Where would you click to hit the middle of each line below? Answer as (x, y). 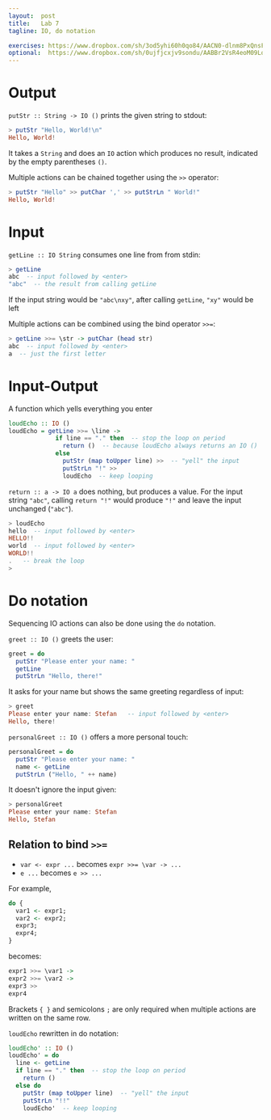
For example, (30, 888)
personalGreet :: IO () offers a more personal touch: (98, 737)
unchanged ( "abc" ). (41, 508)
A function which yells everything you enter (81, 408)
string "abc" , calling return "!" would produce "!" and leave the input (125, 500)
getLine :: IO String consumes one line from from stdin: (104, 255)
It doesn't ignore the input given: (63, 789)
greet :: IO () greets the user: (61, 638)
